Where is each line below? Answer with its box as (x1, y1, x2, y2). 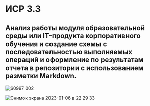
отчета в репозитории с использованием (5, 63, 144, 72)
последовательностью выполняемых (5, 47, 133, 56)
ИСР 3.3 (5, 3, 41, 15)
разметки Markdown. (5, 71, 77, 80)
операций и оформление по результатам (5, 55, 144, 64)
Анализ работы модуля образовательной (5, 24, 145, 32)
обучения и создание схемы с (5, 39, 107, 48)
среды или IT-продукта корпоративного (5, 31, 141, 40)
